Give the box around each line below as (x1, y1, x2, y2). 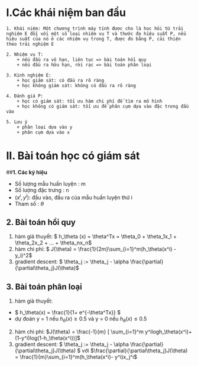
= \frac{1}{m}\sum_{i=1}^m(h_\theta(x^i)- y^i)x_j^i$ (14, 353, 138, 360)
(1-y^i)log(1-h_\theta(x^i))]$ (14, 334, 81, 341)
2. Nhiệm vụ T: (6, 51, 44, 58)
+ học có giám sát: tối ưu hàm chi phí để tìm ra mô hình (17, 98, 163, 104)
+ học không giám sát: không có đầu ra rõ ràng (17, 82, 136, 88)
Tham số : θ (14, 200, 44, 207)
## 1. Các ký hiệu (6, 168, 47, 176)
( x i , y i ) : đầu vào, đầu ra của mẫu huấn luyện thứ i (14, 193, 133, 201)
